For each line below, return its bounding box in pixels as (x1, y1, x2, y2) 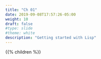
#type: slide (5, 26, 33, 31)
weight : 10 (5, 16, 28, 21)
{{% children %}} (5, 48, 42, 55)
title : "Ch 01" (5, 7, 38, 12)
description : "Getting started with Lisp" (5, 35, 96, 40)
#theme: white (5, 30, 36, 35)
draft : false (5, 21, 33, 26)
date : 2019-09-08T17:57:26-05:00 (5, 12, 76, 17)
